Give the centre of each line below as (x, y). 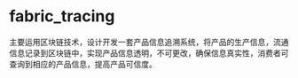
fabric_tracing (62, 16)
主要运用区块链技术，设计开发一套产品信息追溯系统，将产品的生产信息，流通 (149, 42)
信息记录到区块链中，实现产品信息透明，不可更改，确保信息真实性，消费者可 (149, 53)
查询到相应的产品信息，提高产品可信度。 (83, 64)
